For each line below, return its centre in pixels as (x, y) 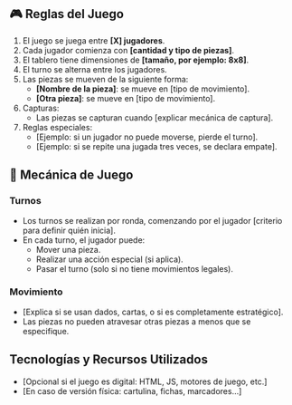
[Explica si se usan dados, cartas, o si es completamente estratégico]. (153, 312)
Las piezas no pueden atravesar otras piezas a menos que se (137, 321)
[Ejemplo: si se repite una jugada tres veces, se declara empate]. (156, 146)
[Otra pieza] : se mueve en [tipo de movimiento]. (126, 98)
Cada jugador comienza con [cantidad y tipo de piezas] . (128, 50)
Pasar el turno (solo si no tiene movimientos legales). (134, 268)
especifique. (46, 331)
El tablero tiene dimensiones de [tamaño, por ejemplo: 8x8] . (136, 60)
